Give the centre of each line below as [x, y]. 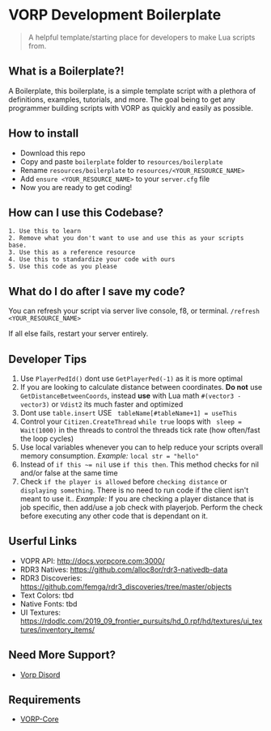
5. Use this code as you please [63, 267]
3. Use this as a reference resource [72, 252]
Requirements [44, 700]
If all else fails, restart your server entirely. [78, 334]
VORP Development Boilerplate [115, 15]
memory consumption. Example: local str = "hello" [110, 456]
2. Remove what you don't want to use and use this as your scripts [126, 239]
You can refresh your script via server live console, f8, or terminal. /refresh [134, 311]
